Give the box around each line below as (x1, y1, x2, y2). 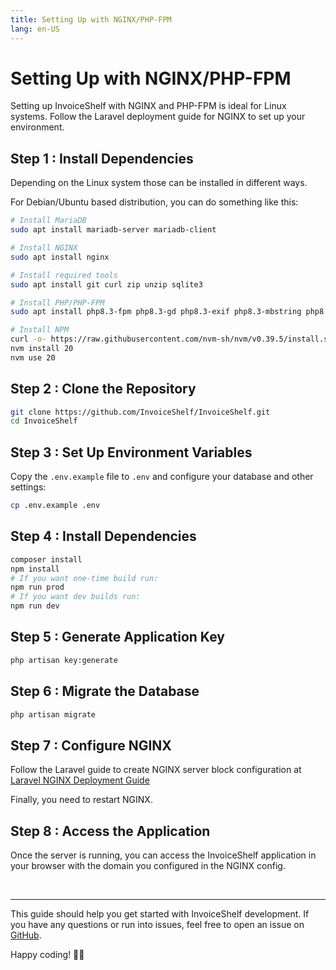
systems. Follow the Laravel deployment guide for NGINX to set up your (10, 111, 306, 123)
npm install (10, 564, 60, 574)
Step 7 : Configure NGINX (10, 737, 172, 754)
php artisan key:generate (10, 655, 118, 665)
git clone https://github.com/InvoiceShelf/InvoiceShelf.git (10, 407, 271, 417)
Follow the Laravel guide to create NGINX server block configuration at (10, 764, 302, 776)
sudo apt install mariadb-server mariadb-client (10, 225, 217, 235)
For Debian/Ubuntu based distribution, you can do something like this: (10, 196, 299, 208)
